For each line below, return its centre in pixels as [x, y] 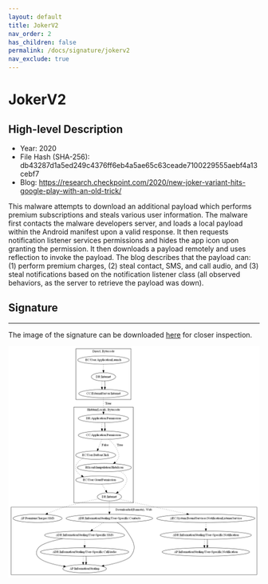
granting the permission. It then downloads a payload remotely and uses [127, 249]
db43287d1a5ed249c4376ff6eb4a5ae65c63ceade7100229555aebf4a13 [138, 165]
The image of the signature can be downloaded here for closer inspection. [130, 334]
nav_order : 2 [30, 34]
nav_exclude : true [39, 59]
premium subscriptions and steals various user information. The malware [128, 215]
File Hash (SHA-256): [55, 157]
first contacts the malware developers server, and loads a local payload [126, 223]
